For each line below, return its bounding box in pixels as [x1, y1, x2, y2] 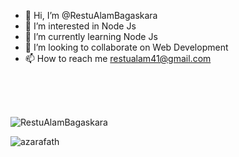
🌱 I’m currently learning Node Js [24, 31, 158, 42]
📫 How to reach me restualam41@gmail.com [24, 53, 212, 64]
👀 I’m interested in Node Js [24, 20, 137, 32]
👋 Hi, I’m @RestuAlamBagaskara [24, 10, 158, 21]
